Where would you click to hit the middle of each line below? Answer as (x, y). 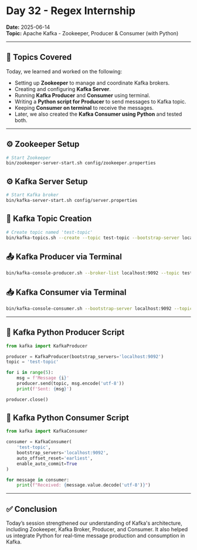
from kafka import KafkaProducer (47, 346)
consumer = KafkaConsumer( (39, 442)
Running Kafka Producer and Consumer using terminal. (82, 95)
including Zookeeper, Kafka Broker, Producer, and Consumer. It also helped (97, 529)
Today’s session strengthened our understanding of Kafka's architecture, (94, 523)
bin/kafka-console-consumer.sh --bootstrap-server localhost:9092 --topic (99, 308)
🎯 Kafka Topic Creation (49, 219)
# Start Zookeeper (28, 158)
